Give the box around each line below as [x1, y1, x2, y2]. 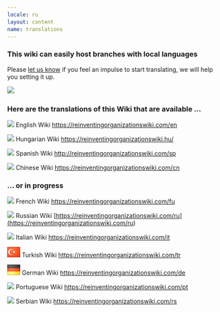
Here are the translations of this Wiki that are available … [7, 104, 201, 113]
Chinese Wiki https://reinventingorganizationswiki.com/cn [15, 163, 181, 172]
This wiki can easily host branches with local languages [7, 49, 198, 59]
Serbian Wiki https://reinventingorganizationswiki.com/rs [15, 297, 177, 306]
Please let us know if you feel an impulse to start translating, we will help [7, 65, 214, 73]
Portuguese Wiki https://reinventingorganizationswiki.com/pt [15, 283, 188, 291]
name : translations [7, 26, 63, 33]
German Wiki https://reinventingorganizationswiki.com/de [21, 268, 186, 277]
